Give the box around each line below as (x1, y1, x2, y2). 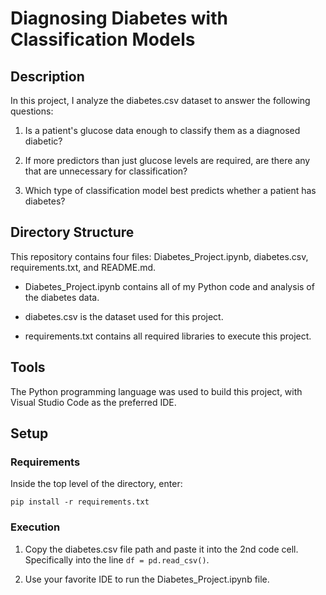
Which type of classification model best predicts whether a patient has (24, 185, 317, 196)
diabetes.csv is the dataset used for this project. (24, 310, 224, 322)
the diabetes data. (24, 291, 100, 303)
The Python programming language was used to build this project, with (10, 385, 303, 397)
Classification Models (10, 28, 196, 51)
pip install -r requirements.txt (10, 497, 150, 507)
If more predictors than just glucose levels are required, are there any (24, 155, 311, 166)
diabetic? (24, 135, 63, 147)
